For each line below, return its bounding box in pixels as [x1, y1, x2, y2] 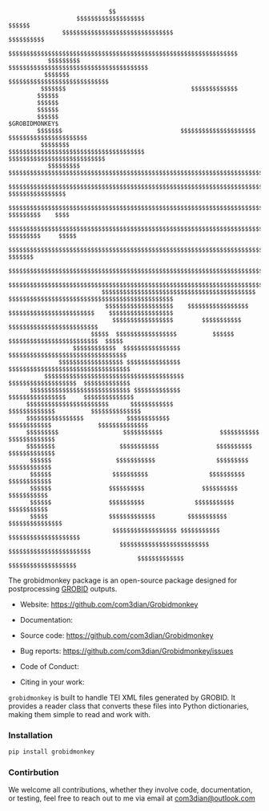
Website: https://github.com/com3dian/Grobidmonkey [19, 599, 199, 609]
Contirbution [8, 767, 59, 778]
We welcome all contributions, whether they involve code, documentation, [8, 785, 253, 795]
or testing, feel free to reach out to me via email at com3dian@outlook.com [8, 793, 255, 803]
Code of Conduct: [19, 662, 79, 671]
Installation [8, 729, 54, 740]
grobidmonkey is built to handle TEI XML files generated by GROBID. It [8, 693, 236, 702]
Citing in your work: [19, 677, 86, 687]
